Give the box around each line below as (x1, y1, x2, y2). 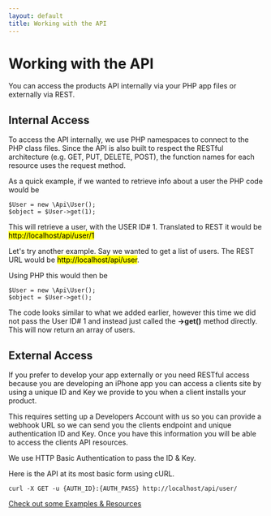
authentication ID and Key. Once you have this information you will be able (8, 429, 257, 439)
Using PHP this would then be (8, 271, 108, 281)
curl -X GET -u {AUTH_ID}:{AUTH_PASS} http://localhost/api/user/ (8, 484, 238, 493)
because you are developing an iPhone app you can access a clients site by (8, 379, 262, 389)
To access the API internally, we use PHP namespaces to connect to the (8, 135, 249, 144)
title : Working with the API (8, 19, 107, 28)
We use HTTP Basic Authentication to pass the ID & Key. (8, 454, 196, 463)
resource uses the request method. (8, 161, 126, 170)
